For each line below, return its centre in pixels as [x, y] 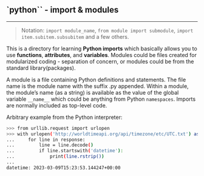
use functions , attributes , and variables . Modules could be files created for [102, 55]
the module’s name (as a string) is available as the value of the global [93, 92]
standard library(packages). [41, 68]
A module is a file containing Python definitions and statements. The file [96, 80]
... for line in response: [46, 140]
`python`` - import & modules [63, 10]
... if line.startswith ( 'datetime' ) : [65, 151]
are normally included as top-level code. [57, 105]
